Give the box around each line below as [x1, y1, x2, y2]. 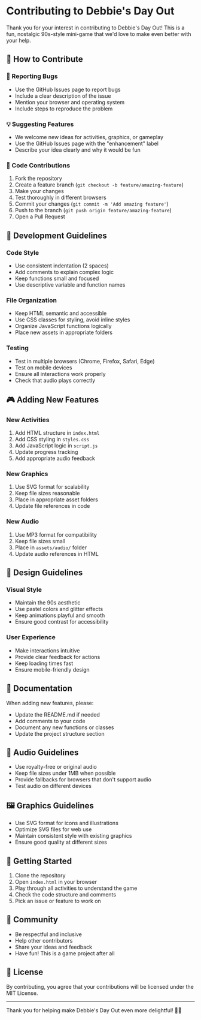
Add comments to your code [14, 717, 86, 724]
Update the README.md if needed [14, 711, 100, 718]
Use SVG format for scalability [14, 483, 90, 491]
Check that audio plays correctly [14, 377, 96, 384]
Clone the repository [14, 872, 66, 879]
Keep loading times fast [14, 660, 74, 667]
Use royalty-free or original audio [14, 763, 97, 771]
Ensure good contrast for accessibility [14, 618, 109, 625]
